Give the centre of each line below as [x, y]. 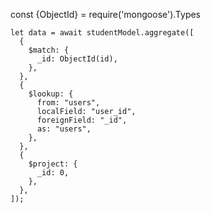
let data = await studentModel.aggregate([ [102, 33]
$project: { [53, 164]
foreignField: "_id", [82, 120]
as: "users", [64, 129]
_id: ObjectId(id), [77, 59]
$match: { [49, 50]
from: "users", [68, 103]
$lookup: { [51, 94]
